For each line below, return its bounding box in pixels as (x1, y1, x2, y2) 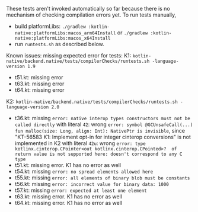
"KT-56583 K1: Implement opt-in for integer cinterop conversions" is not (14, 133, 191, 140)
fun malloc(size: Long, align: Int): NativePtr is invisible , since (14, 127, 186, 134)
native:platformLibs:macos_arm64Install (14, 30, 116, 36)
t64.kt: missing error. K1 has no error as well (14, 200, 123, 206)
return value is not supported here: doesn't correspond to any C (14, 151, 183, 157)
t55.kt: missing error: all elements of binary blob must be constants (14, 174, 190, 181)
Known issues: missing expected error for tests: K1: (6, 52, 132, 59)
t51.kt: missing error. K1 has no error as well (14, 162, 122, 168)
